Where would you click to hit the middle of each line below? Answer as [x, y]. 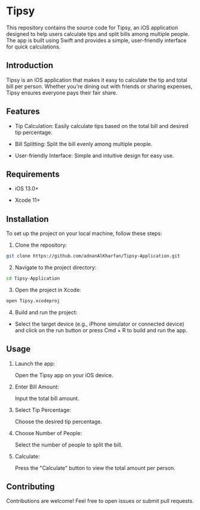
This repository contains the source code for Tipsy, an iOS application [92, 28]
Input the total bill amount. [47, 398]
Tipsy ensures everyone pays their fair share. [62, 92]
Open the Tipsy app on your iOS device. [64, 375]
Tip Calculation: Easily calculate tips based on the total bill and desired [101, 126]
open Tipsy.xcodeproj [33, 300]
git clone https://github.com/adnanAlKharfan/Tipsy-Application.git [93, 256]
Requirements [33, 174]
